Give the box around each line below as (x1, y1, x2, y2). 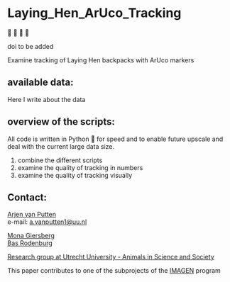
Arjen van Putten (7, 210, 57, 219)
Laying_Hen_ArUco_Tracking (7, 5, 182, 21)
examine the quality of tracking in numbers (17, 163, 143, 171)
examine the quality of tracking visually (17, 171, 133, 179)
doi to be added (7, 42, 54, 50)
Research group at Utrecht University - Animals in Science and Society (7, 253, 214, 261)
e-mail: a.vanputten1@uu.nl (7, 218, 87, 226)
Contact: (7, 191, 48, 203)
